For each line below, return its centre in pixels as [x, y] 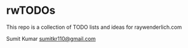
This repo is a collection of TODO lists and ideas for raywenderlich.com [94, 27]
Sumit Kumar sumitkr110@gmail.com [51, 38]
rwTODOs [31, 10]
